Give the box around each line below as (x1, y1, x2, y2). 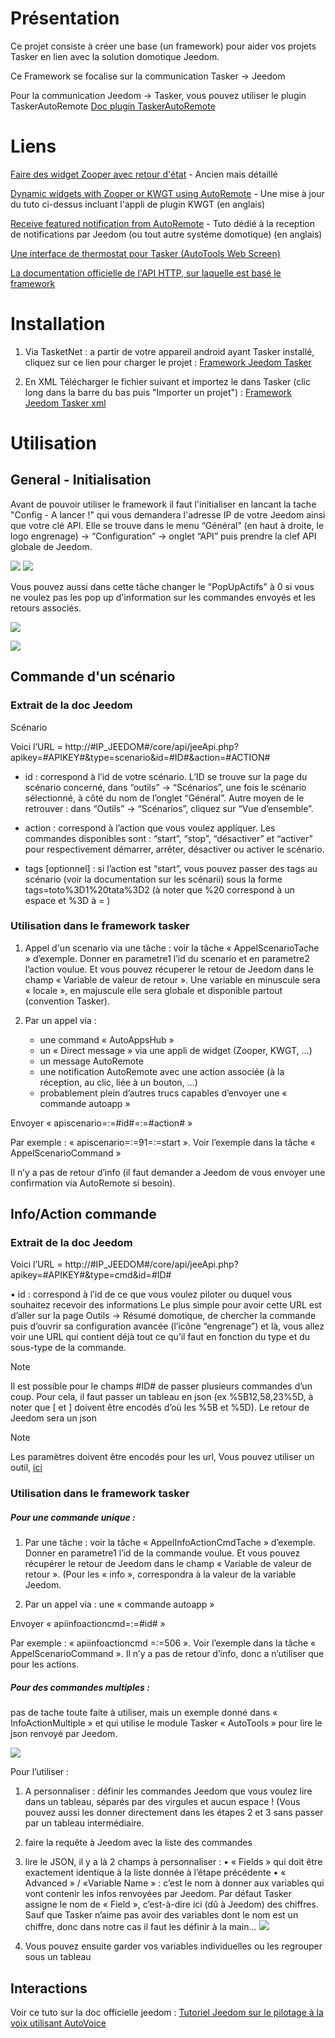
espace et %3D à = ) (24, 894, 111, 906)
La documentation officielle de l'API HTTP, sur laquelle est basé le (10, 267, 282, 279)
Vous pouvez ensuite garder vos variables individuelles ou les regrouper (24, 1940, 323, 1952)
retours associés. (10, 602, 82, 614)
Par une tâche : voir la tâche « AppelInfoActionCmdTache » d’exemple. (24, 1537, 316, 1549)
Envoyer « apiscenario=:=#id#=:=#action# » (10, 1117, 193, 1129)
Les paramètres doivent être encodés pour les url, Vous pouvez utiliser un (10, 1451, 315, 1463)
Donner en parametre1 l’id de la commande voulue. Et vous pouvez (24, 1547, 301, 1559)
